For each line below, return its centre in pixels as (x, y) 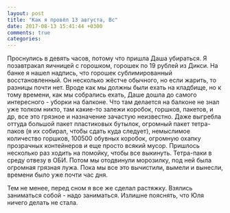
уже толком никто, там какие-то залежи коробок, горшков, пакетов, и (110, 110)
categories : (24, 39)
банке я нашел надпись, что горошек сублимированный (90, 73)
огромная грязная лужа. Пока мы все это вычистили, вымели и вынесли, (115, 168)
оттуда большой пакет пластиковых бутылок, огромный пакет (99, 124)
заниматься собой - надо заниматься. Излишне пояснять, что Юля (106, 195)
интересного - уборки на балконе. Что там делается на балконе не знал (113, 102)
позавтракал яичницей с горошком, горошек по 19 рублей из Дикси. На (113, 66)
